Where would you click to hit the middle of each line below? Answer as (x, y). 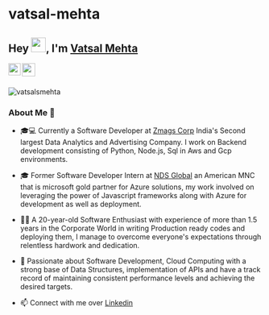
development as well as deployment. (81, 204)
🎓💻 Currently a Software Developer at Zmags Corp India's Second (132, 131)
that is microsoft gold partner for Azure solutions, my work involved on (137, 187)
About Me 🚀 (32, 112)
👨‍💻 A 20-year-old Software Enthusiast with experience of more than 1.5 (139, 220)
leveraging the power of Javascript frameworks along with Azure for (133, 196)
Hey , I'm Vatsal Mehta (73, 48)
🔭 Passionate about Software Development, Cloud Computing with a (133, 261)
